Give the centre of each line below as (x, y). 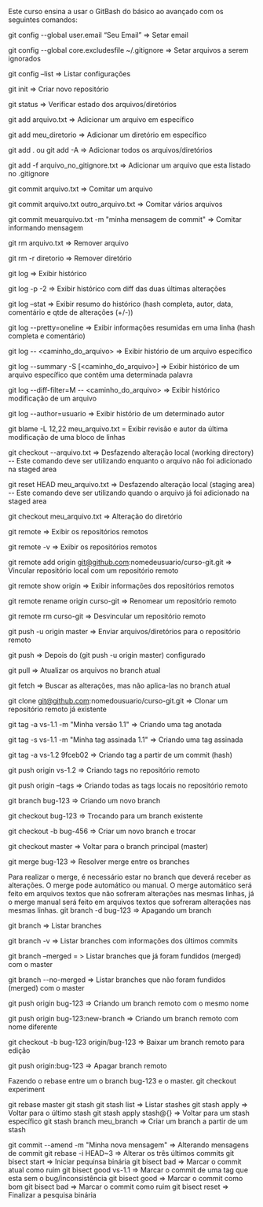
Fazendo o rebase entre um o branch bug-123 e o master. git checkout (122, 1081)
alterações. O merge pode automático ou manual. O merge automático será (130, 885)
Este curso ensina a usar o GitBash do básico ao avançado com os (116, 11)
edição (19, 1050)
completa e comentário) (47, 336)
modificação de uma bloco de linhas (67, 437)
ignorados (25, 59)
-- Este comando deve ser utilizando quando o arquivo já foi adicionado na (129, 493)
